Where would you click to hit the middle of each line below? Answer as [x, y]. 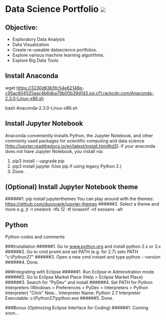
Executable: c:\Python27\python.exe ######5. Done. [59, 298]
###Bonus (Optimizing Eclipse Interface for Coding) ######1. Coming [77, 308]
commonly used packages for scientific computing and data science [75, 141]
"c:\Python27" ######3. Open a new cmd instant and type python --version [83, 257]
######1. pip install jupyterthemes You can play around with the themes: [80, 199]
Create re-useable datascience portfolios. [55, 50]
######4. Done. [22, 262]
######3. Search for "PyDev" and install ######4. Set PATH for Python [79, 282]
